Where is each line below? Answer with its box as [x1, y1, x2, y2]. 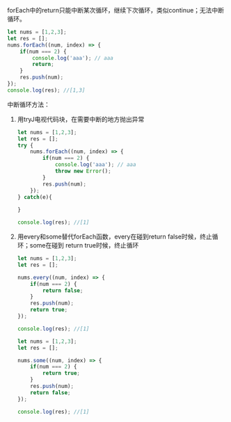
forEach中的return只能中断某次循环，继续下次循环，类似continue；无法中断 [7, 6, 225, 14]
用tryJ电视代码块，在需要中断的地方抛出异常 [17, 115, 145, 123]
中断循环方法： [7, 100, 50, 108]
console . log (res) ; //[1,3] [7, 86, 86, 94]
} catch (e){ [17, 193, 52, 200]
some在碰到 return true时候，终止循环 [29, 241, 139, 249]
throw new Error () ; [54, 168, 111, 175]
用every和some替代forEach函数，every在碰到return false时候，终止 [17, 232, 212, 241]
